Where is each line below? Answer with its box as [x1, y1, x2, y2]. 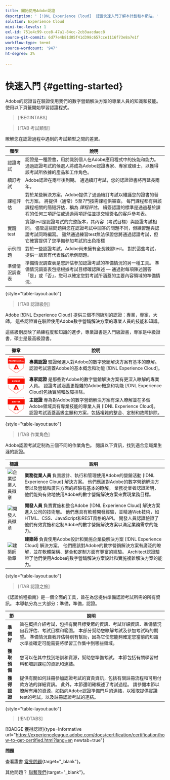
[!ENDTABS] [17, 716, 43, 722]
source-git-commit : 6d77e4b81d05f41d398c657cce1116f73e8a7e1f [5, 35, 139, 40]
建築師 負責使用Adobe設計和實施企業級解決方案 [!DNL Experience [24, 536, 162, 542]
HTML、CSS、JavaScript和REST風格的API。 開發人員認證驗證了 [24, 515, 159, 521]
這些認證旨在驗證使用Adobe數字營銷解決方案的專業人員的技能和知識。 [15, 318, 162, 324]
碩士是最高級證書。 [14, 335, 54, 341]
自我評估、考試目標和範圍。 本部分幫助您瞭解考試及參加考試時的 [19, 627, 154, 633]
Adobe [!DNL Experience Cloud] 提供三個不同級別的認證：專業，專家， [5, 312, 153, 318]
